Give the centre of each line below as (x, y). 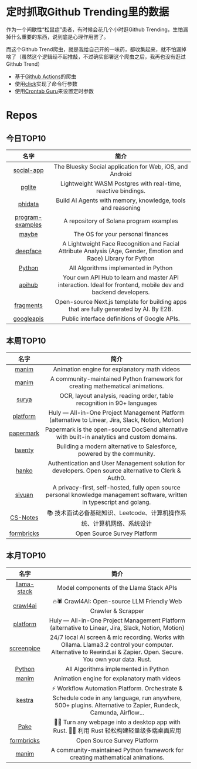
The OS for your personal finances (120, 234)
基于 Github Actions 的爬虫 (45, 76)
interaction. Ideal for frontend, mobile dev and (121, 284)
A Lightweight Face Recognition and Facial (121, 243)
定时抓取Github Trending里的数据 (88, 12)
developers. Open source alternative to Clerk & (116, 471)
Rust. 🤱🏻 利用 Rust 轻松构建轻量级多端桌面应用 (117, 730)
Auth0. (117, 478)
